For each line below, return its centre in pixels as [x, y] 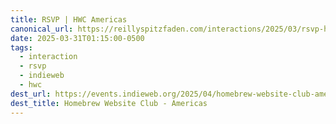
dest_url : [31, 94]
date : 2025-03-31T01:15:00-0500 [77, 38]
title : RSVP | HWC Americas [69, 19]
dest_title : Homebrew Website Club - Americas [109, 103]
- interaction [48, 57]
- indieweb [42, 76]
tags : [21, 47]
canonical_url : [42, 29]
